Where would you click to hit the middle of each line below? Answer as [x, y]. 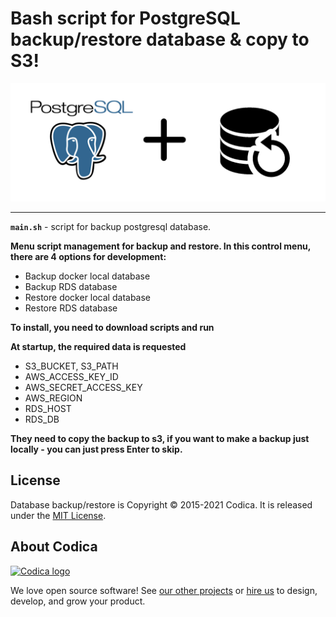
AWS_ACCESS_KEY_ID [71, 376]
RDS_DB [42, 419]
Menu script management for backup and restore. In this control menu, [161, 246]
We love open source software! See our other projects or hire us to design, [164, 590]
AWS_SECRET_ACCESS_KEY [83, 387]
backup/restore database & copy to [160, 39]
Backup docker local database [87, 276]
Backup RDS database [71, 286]
